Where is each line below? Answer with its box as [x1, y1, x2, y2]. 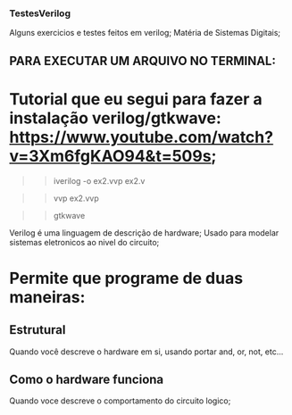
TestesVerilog [9, 7, 71, 20]
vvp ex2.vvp [53, 193, 100, 203]
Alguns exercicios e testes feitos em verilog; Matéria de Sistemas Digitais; [9, 28, 281, 38]
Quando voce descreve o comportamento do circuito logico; [9, 395, 231, 406]
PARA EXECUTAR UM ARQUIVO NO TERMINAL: [9, 53, 277, 69]
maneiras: [9, 286, 86, 307]
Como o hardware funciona [9, 372, 164, 387]
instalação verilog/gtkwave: [9, 108, 221, 128]
